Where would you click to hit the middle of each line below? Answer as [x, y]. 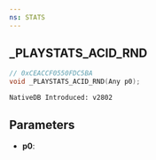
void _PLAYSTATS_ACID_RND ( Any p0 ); [75, 82]
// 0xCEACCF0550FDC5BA [51, 73]
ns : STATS [27, 17]
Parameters [42, 125]
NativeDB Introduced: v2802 [61, 98]
